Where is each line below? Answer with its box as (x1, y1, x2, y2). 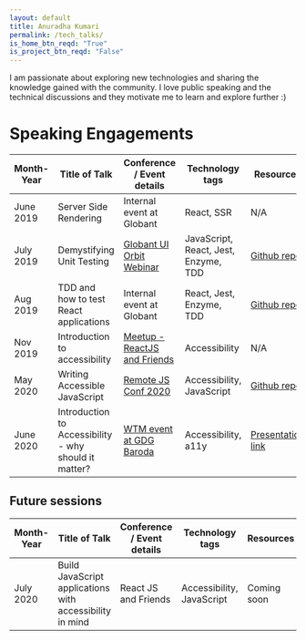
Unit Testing (57, 255, 109, 268)
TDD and (57, 282, 96, 294)
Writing (57, 368, 89, 381)
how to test (57, 293, 107, 305)
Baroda (123, 446, 155, 459)
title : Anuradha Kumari (9, 22, 100, 31)
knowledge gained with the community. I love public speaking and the (9, 82, 271, 93)
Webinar (123, 261, 159, 274)
